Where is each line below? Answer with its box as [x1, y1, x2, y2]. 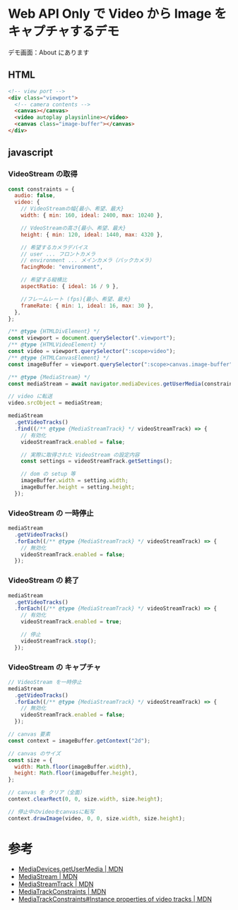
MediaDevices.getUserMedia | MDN [18, 865, 124, 873]
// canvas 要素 [8, 731, 51, 738]
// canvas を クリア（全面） [8, 789, 85, 796]
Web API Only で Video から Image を [8, 6, 227, 22]
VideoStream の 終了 [8, 575, 80, 585]
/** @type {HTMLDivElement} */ [8, 328, 100, 335]
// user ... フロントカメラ [20, 251, 96, 258]
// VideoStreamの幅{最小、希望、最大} [20, 205, 124, 212]
